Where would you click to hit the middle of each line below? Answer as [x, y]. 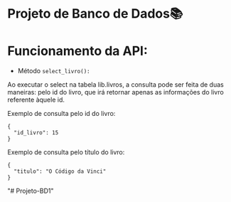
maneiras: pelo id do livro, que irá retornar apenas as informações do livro [116, 92]
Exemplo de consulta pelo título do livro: [66, 152]
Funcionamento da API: [77, 51]
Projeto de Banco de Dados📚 [95, 14]
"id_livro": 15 [36, 133]
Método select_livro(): [54, 71]
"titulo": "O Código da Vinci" [60, 171]
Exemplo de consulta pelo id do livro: [61, 114]
